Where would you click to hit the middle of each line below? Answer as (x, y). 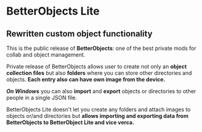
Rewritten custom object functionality (79, 34)
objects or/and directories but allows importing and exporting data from (97, 116)
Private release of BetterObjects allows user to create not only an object (96, 66)
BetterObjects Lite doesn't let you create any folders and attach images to (99, 109)
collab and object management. (46, 55)
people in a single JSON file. (42, 98)
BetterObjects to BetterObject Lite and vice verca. (70, 122)
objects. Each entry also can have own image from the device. (86, 79)
